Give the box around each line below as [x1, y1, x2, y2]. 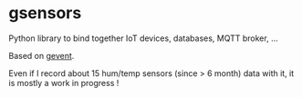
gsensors [8, 3, 82, 24]
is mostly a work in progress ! [8, 77, 120, 88]
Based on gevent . [8, 50, 75, 61]
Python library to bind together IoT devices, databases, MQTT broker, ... [8, 33, 279, 44]
